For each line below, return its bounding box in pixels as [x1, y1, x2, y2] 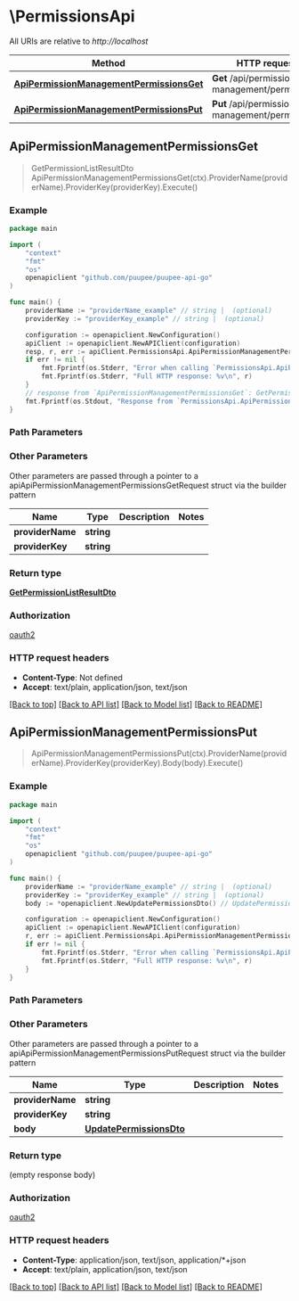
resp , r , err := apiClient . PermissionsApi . [25, 347, 190, 356]
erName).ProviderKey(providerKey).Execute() [30, 181, 198, 193]
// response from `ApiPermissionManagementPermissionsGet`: [25, 388, 253, 398]
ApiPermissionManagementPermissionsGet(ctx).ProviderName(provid [30, 172, 288, 183]
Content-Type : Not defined [21, 671, 123, 683]
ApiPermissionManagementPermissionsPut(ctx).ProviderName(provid [30, 748, 287, 759]
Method [92, 56, 126, 69]
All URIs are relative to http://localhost [9, 36, 149, 46]
